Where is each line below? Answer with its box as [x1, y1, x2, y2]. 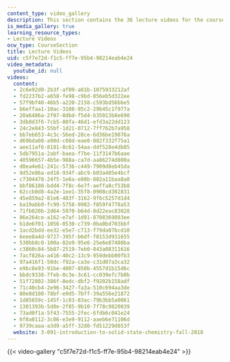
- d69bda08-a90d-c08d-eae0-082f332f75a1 [13, 138, 130, 145]
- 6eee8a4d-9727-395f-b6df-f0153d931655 [13, 233, 130, 240]
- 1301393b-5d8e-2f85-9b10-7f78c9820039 [13, 303, 130, 311]
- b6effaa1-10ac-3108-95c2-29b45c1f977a [13, 106, 130, 112]
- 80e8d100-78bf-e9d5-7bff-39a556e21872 [13, 291, 130, 298]
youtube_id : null [13, 67, 63, 74]
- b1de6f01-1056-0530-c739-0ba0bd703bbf [13, 220, 130, 227]
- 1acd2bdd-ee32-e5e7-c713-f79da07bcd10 [13, 227, 130, 234]
